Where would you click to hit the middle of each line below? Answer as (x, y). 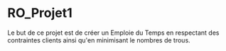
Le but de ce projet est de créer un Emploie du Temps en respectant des (113, 33)
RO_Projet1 (40, 13)
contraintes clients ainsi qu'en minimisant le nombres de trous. (99, 40)
